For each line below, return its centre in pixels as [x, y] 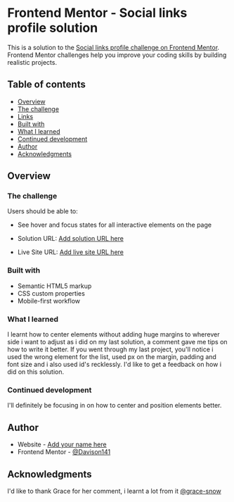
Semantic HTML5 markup [54, 286]
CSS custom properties [51, 293]
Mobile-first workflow [49, 301]
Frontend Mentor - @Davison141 [64, 452]
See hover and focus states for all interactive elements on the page [115, 225]
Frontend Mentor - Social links [97, 13]
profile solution [53, 28]
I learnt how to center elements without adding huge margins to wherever [113, 334]
